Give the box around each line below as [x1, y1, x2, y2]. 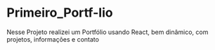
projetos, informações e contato [6, 35, 100, 43]
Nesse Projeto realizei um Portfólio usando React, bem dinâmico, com [6, 28, 209, 36]
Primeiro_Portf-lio [6, 5, 113, 21]
